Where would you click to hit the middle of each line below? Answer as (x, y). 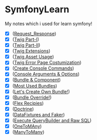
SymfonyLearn (37, 9)
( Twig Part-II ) (26, 45)
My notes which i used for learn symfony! (49, 24)
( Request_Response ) (34, 33)
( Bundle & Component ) (36, 80)
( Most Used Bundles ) (35, 86)
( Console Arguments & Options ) (46, 74)
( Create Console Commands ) (43, 68)
